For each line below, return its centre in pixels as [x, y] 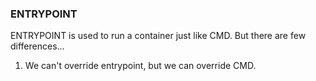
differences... [37, 46]
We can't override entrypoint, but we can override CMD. [140, 66]
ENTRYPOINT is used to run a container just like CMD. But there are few [158, 36]
